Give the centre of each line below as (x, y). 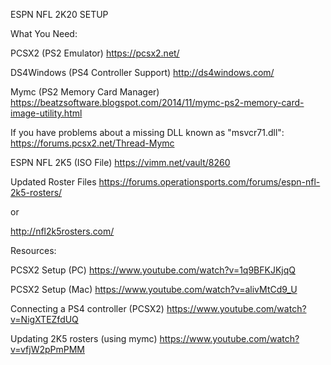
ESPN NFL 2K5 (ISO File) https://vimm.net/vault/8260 (120, 162)
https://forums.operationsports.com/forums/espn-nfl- (209, 182)
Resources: (33, 250)
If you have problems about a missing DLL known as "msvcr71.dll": (147, 132)
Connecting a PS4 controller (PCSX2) (87, 308)
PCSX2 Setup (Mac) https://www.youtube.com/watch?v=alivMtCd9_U (154, 289)
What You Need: (44, 33)
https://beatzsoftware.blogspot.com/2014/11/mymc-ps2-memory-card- (157, 102)
